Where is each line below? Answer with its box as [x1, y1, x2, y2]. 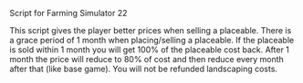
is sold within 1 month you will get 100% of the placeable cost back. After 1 [9, 44, 290, 55]
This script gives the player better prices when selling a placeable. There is [9, 25, 292, 35]
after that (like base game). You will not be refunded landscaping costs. [9, 63, 278, 74]
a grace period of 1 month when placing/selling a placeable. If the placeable [9, 35, 295, 45]
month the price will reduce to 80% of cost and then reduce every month [9, 54, 285, 64]
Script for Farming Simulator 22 [9, 8, 128, 18]
